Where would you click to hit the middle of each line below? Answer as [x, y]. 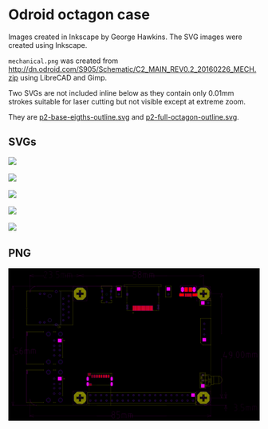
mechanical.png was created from [63, 61]
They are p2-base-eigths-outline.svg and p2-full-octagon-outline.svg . [124, 116]
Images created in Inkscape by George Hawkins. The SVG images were [126, 37]
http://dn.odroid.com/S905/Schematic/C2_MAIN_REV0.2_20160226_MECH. [132, 69]
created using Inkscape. [48, 45]
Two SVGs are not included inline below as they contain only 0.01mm [121, 92]
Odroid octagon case [79, 15]
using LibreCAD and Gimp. [63, 77]
